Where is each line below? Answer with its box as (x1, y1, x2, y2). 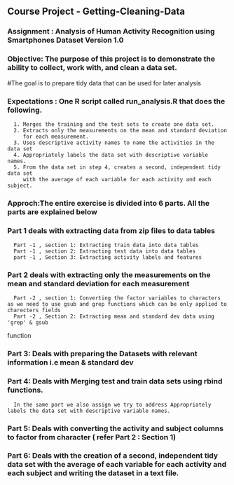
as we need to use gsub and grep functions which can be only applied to (7, 301, 228, 308)
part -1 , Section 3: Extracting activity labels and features (13, 254, 202, 261)
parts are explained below (7, 206, 98, 216)
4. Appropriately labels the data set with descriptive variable (13, 151, 209, 158)
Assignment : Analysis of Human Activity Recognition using (7, 27, 215, 36)
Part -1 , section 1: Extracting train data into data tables (13, 241, 199, 249)
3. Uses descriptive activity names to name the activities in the (13, 139, 215, 146)
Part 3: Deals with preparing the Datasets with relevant (7, 349, 198, 359)
